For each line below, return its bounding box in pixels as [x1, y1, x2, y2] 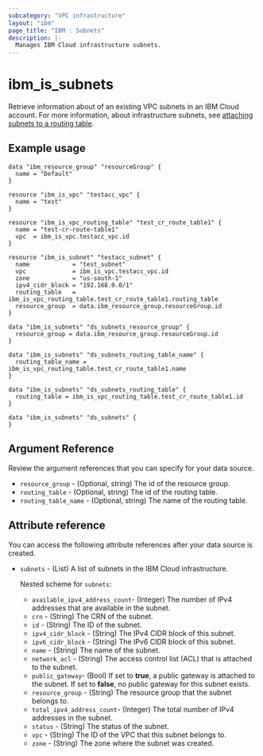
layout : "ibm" [8, 19, 56, 27]
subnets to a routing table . [8, 119, 95, 128]
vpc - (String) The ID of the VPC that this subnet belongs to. [31, 730, 226, 739]
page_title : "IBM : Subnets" [8, 26, 105, 34]
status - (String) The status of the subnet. [31, 721, 169, 731]
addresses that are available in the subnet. [31, 602, 171, 613]
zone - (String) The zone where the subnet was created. [31, 738, 215, 748]
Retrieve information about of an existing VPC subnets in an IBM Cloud [8, 102, 240, 111]
